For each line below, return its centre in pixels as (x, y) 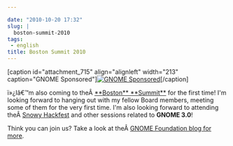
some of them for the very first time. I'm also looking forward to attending (113, 107)
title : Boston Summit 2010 (47, 52)
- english (24, 46)
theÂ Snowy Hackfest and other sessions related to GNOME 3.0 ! (100, 115)
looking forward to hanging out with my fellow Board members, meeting (111, 100)
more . (16, 136)
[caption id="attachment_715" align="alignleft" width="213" (93, 72)
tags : (15, 39)
